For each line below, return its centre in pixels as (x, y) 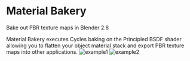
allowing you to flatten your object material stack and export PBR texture (95, 45)
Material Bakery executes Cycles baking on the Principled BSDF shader (94, 39)
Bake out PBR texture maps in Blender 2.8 (58, 28)
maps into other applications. (42, 51)
